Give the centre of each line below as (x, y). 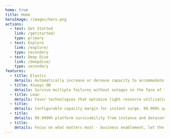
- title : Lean (25, 95)
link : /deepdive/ (33, 62)
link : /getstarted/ (35, 33)
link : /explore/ (32, 48)
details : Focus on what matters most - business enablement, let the (89, 127)
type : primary (29, 38)
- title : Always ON (30, 85)
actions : (14, 24)
